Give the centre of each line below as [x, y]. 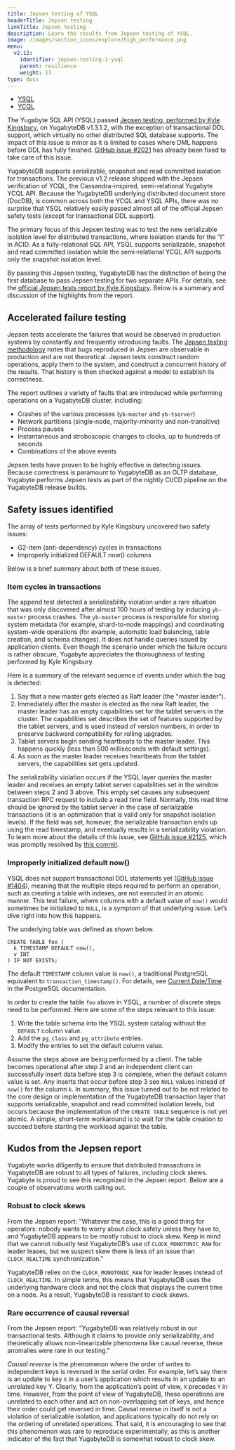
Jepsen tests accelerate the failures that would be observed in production [114, 335]
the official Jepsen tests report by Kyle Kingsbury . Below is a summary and [116, 288]
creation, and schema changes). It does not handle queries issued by [107, 640]
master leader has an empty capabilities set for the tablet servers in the [121, 711]
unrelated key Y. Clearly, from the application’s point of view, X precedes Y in [117, 1386]
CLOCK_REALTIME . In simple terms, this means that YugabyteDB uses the [109, 1279]
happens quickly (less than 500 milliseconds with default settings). [114, 749]
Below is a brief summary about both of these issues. [84, 569]
